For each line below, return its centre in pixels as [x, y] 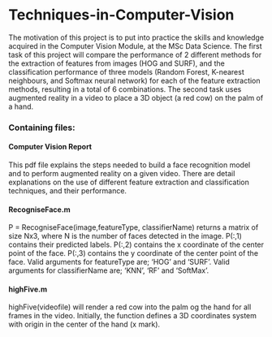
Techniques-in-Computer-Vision [121, 15]
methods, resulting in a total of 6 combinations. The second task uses [125, 89]
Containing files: [42, 127]
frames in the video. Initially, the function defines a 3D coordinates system [133, 316]
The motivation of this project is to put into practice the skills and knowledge [136, 37]
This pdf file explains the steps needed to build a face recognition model [130, 165]
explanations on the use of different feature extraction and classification [129, 182]
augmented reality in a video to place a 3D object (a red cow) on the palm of [136, 97]
